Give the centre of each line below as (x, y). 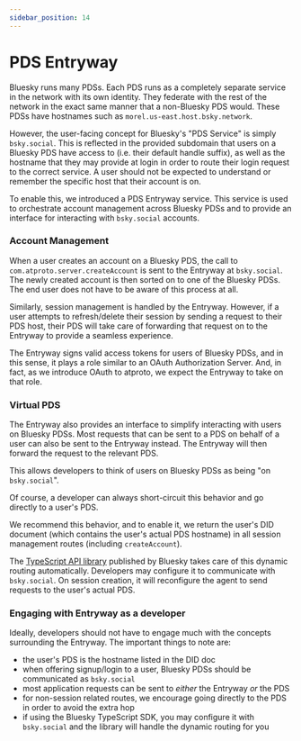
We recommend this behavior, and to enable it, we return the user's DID (142, 525)
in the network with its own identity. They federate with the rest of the (138, 96)
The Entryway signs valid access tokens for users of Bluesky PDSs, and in (146, 353)
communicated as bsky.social (79, 679)
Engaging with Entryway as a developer (97, 613)
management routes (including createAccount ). (96, 544)
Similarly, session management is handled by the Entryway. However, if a (144, 306)
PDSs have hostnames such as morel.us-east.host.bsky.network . (131, 116)
